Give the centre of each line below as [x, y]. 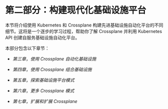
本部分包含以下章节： [27, 48]
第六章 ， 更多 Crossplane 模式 [43, 90]
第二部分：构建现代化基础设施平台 [76, 10]
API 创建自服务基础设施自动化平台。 [43, 37]
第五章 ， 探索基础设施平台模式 [43, 80]
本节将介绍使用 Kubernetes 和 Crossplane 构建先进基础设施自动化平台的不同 [84, 25]
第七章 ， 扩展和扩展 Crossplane [45, 101]
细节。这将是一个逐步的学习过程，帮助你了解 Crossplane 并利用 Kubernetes [84, 31]
